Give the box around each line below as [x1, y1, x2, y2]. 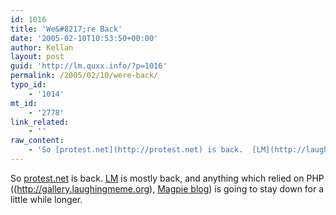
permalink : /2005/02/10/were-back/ [10, 71, 159, 81]
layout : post [10, 52, 65, 62]
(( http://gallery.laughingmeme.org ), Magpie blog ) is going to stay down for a [10, 182, 325, 195]
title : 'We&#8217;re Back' [10, 24, 123, 34]
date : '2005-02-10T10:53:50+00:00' [10, 33, 159, 43]
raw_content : [10, 136, 65, 146]
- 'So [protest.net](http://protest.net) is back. [28, 145, 244, 155]
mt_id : [10, 98, 38, 108]
